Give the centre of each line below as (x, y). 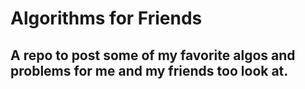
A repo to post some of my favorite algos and (153, 55)
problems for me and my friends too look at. (149, 70)
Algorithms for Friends (106, 18)
